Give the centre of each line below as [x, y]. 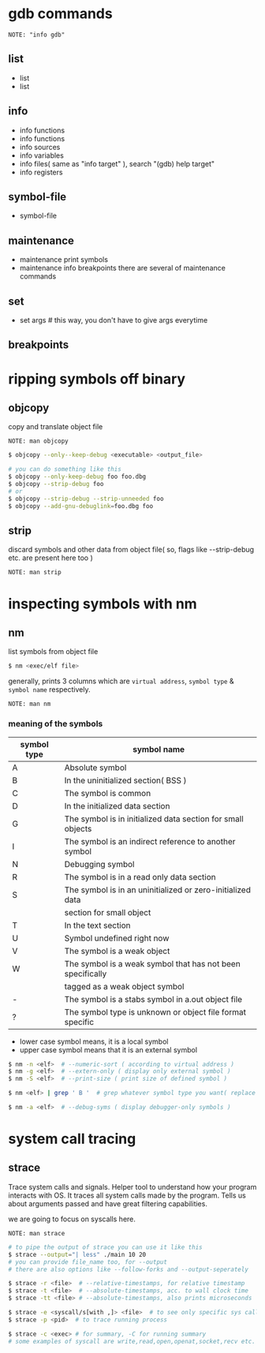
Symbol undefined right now [117, 938]
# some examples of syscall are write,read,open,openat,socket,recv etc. [132, 1341]
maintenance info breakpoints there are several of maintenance [123, 268]
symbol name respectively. [49, 690]
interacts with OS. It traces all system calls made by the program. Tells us [127, 1195]
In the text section [98, 925]
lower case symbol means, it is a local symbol [94, 1041]
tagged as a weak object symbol [124, 986]
